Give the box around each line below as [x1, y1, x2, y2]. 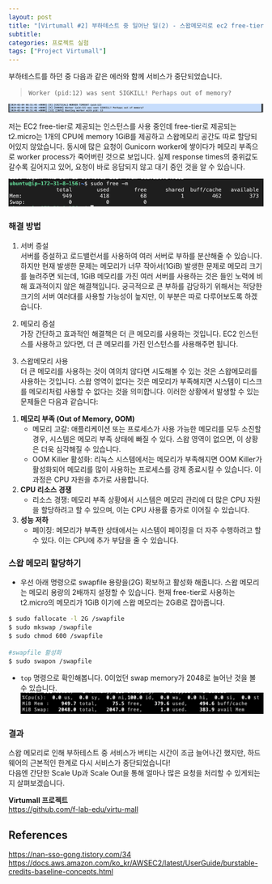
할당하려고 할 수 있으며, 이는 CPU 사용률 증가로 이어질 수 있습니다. [40, 504, 250, 514]
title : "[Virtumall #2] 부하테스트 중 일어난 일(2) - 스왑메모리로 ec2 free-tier [8, 21, 265, 30]
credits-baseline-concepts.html [8, 866, 113, 876]
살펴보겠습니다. [16, 778, 66, 788]
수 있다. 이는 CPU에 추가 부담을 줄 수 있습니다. [32, 535, 179, 545]
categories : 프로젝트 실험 [8, 39, 89, 47]
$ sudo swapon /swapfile [8, 657, 92, 665]
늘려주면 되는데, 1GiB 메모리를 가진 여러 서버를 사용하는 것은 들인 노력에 [28, 271, 255, 281]
